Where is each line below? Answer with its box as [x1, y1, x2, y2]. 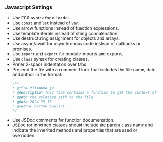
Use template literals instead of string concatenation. [12, 31, 119, 36]
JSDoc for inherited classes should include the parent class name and [12, 122, 153, 128]
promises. [12, 46, 33, 52]
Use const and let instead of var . [12, 20, 80, 26]
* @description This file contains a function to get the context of [12, 90, 157, 95]
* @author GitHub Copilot [12, 104, 65, 108]
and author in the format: [12, 72, 62, 78]
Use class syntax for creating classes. [12, 56, 89, 62]
